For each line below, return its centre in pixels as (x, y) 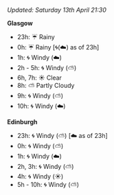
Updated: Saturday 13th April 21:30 (57, 10)
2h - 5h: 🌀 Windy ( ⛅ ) (47, 68)
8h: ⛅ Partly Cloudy (46, 85)
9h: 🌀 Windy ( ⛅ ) (40, 96)
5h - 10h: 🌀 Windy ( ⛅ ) (48, 184)
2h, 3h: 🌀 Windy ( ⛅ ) (45, 167)
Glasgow (20, 23)
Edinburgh (22, 122)
